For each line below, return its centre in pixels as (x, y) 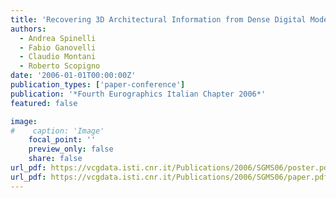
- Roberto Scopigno (60, 66)
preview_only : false (71, 149)
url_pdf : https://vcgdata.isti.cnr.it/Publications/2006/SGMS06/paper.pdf (169, 177)
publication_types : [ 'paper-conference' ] (98, 85)
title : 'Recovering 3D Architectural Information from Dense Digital (158, 19)
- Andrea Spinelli (58, 38)
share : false (55, 159)
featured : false (44, 103)
